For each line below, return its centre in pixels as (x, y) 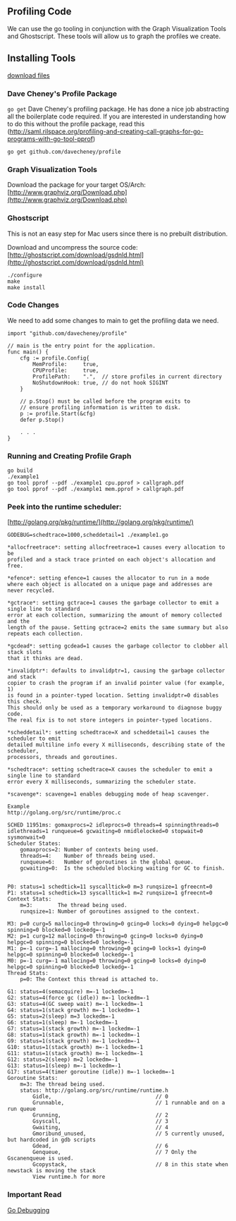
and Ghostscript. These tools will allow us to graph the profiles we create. (114, 36)
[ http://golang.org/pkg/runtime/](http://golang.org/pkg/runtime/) (100, 522)
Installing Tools (42, 58)
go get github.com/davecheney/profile (64, 152)
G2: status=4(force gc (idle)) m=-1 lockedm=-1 (79, 998)
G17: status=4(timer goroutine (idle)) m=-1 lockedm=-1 (91, 1072)
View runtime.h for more (69, 1177)
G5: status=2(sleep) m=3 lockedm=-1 (61, 1016)
